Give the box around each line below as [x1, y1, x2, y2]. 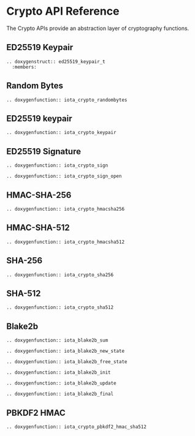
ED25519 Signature [6, 146, 82, 157]
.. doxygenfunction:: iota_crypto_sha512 [6, 304, 114, 310]
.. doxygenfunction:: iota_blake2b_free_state [6, 359, 128, 365]
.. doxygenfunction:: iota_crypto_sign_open [6, 173, 122, 179]
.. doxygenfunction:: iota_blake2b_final [6, 391, 114, 397]
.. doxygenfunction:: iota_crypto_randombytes [6, 97, 128, 103]
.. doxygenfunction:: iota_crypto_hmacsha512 [6, 239, 124, 245]
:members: [12, 64, 37, 70]
